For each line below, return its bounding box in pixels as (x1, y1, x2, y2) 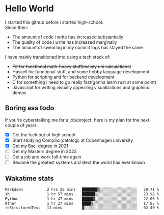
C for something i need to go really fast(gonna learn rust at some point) (12, 79, 157, 85)
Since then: (5, 24, 28, 30)
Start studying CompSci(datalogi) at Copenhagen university (12, 137, 134, 143)
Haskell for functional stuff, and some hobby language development (12, 68, 150, 74)
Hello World (5, 3, 54, 14)
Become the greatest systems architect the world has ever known (12, 159, 145, 165)
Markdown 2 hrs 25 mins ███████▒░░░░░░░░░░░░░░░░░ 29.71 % (5, 187, 160, 192)
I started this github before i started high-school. (5, 19, 104, 25)
